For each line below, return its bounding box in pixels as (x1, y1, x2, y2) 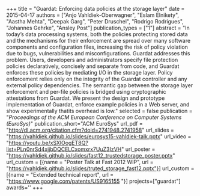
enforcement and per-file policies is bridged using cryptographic (6, 88, 166, 95)
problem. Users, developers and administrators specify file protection (6, 57, 178, 63)
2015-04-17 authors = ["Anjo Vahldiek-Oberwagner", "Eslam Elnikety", (6, 11, 179, 19)
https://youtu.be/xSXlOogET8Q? (8, 139, 89, 146)
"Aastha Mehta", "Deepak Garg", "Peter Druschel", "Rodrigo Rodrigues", (6, 18, 184, 25)
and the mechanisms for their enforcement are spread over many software (6, 37, 191, 44)
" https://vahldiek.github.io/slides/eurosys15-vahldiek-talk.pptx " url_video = (6, 133, 192, 140)
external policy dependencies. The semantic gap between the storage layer (6, 82, 193, 89)
